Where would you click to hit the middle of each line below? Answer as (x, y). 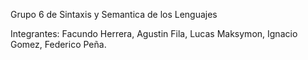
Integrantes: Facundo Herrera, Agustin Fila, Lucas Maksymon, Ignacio (154, 33)
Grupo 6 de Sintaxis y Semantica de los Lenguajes (114, 14)
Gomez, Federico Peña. (58, 44)
